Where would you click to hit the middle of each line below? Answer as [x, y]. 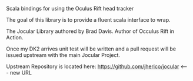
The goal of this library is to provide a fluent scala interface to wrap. [88, 20]
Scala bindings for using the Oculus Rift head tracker [70, 9]
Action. [15, 37]
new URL [21, 72]
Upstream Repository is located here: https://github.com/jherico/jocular [93, 66]
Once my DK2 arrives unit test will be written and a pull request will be [91, 49]
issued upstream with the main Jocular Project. [63, 55]
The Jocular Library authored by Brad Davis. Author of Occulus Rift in [90, 31]
